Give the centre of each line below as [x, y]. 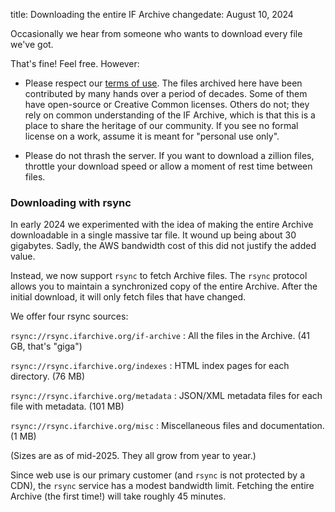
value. [23, 256]
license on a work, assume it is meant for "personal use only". [152, 136]
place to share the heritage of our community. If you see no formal [161, 125]
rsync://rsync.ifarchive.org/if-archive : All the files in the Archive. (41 [160, 336]
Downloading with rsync [71, 202]
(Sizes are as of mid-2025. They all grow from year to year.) [133, 456]
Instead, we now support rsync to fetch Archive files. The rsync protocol [159, 276]
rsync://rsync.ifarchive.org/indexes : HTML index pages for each [150, 366]
